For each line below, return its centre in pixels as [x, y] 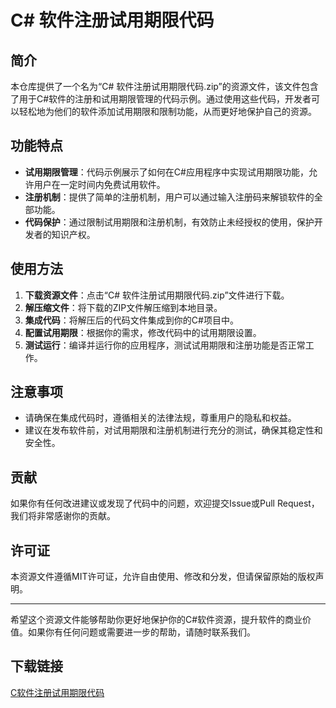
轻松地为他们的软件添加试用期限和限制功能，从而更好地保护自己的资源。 [167, 111]
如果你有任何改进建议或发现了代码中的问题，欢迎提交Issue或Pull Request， [165, 503]
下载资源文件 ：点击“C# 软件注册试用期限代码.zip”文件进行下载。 [157, 295]
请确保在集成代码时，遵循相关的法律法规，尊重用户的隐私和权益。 [160, 418]
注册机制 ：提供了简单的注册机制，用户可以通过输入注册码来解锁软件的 [169, 197]
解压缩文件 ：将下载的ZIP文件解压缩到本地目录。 [123, 307]
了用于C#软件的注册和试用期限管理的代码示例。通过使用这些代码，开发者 [161, 99]
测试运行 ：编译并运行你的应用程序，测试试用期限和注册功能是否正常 [165, 345]
